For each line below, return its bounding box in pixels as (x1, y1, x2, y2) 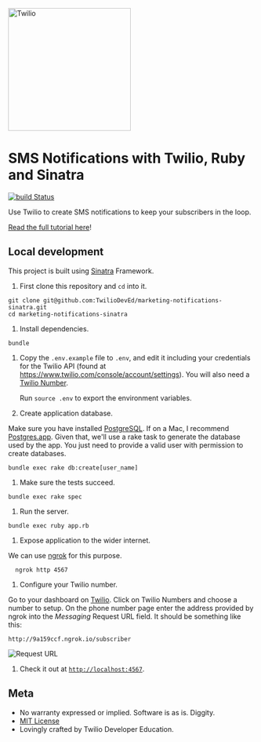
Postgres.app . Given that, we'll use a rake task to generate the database (8, 432, 241, 441)
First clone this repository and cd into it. (19, 281, 147, 291)
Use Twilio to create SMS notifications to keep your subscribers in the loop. (8, 207, 252, 217)
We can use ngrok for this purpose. (8, 550, 122, 560)
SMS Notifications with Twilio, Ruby (8, 149, 245, 167)
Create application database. (19, 408, 114, 418)
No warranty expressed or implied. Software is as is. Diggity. (19, 707, 216, 717)
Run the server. (19, 506, 69, 516)
